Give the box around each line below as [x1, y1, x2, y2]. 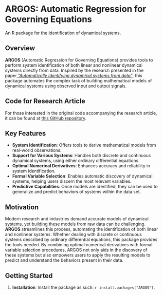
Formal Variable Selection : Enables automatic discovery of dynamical [12, 173, 153, 179]
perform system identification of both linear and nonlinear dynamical [5, 62, 143, 68]
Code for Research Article [5, 97, 86, 105]
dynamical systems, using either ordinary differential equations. [12, 157, 140, 164]
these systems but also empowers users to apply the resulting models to [5, 252, 151, 258]
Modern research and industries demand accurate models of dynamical [5, 216, 149, 222]
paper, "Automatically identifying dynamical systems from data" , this [5, 72, 143, 79]
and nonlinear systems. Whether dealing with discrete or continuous [5, 232, 142, 237]
